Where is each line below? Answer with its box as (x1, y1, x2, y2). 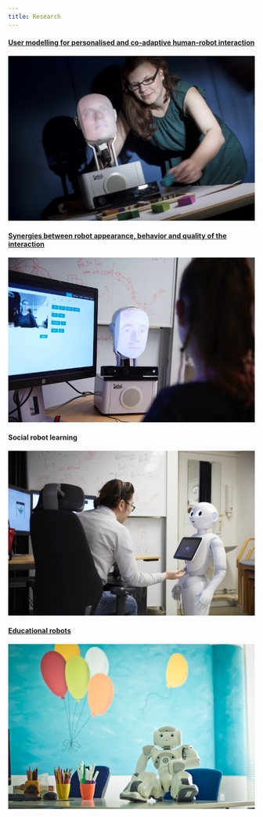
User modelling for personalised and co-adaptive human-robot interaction (8, 38, 255, 47)
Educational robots (8, 626, 72, 636)
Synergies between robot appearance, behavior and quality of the (8, 232, 227, 241)
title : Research (8, 13, 61, 20)
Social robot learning (8, 432, 78, 443)
